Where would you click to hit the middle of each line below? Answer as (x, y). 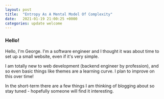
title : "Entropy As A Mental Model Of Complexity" (59, 14)
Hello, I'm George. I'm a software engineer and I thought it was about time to (82, 51)
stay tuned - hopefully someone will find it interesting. (59, 91)
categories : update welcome (34, 23)
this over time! (20, 76)
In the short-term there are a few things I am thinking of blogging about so (80, 86)
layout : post (18, 10)
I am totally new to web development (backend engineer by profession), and (82, 66)
